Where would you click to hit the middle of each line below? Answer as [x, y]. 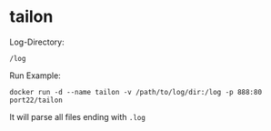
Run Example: [35, 76]
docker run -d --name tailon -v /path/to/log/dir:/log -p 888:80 [135, 92]
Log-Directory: [37, 42]
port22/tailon [36, 100]
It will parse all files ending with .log [77, 116]
